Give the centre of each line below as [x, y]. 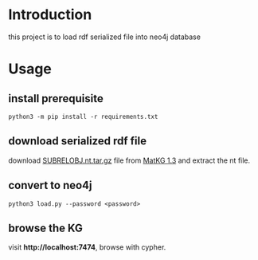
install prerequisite [56, 98]
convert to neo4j [50, 185]
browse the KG [46, 228]
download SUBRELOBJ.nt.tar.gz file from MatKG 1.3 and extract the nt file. [129, 160]
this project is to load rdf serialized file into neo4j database [105, 37]
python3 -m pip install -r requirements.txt [83, 116]
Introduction [50, 15]
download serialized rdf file [78, 141]
